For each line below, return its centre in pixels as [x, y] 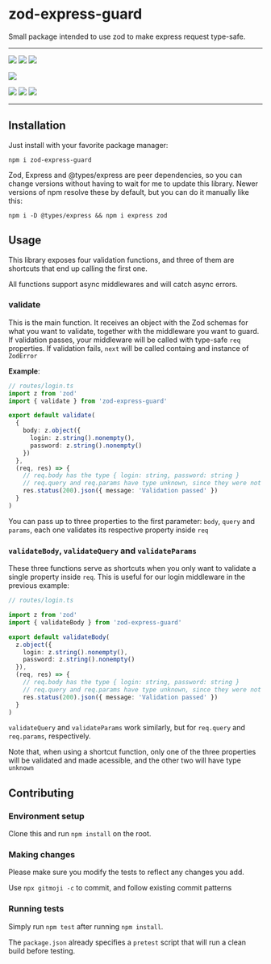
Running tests [36, 909]
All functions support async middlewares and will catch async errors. [123, 284]
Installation [37, 126]
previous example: [39, 586]
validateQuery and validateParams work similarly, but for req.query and [127, 728]
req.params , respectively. [50, 736]
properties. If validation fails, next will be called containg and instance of [129, 348]
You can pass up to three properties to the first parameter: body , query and [132, 521]
